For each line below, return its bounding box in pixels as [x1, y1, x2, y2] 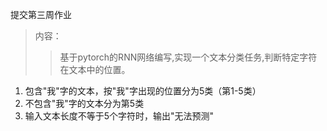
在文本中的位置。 [59, 64, 131, 75]
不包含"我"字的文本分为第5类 [24, 98, 145, 109]
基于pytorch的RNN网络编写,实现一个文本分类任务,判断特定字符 [59, 51, 318, 63]
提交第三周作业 [10, 9, 72, 20]
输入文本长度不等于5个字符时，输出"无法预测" [24, 110, 215, 122]
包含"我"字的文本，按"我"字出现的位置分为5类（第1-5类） [24, 85, 262, 97]
